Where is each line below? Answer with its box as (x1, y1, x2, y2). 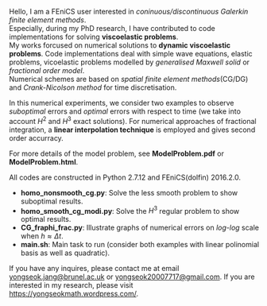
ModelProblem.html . (9, 157, 79, 166)
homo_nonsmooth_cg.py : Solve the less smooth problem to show (20, 188, 238, 197)
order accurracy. (9, 133, 64, 142)
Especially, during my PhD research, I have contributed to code (9, 24, 215, 33)
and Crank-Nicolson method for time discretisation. (9, 83, 177, 92)
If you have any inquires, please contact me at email (9, 264, 180, 273)
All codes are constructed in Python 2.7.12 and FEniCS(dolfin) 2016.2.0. (9, 172, 242, 182)
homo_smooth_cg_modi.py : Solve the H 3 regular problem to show (20, 204, 240, 215)
